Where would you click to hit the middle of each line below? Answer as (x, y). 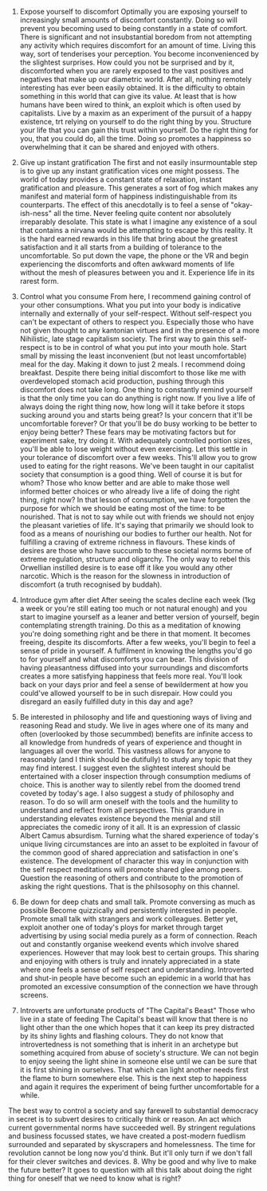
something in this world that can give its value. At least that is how (128, 96)
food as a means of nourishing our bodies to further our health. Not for (136, 534)
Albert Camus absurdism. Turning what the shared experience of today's (139, 835)
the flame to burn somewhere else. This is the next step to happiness (133, 1078)
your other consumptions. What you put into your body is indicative (130, 305)
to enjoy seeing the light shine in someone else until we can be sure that (138, 1061)
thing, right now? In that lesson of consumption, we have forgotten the (135, 500)
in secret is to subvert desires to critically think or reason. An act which (125, 1119)
